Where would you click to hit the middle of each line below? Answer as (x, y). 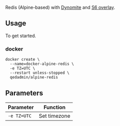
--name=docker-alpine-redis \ (42, 64)
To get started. (21, 36)
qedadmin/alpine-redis (34, 78)
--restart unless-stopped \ (40, 73)
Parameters (24, 93)
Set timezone (54, 116)
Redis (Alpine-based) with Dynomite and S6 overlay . (60, 7)
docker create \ (22, 60)
